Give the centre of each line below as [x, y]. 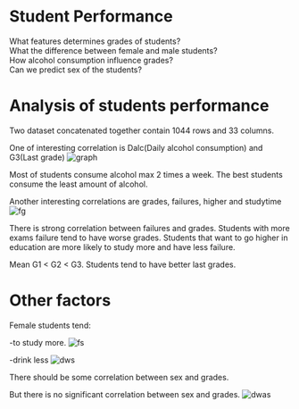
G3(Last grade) [37, 157]
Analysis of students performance [139, 106]
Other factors [60, 300]
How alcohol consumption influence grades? [91, 60]
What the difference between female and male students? [113, 50]
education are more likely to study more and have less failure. [122, 246]
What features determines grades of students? [95, 41]
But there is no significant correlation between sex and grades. [125, 394]
